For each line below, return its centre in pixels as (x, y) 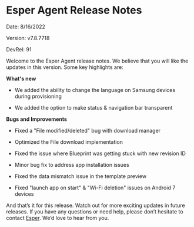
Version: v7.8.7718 (28, 38)
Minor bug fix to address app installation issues (72, 165)
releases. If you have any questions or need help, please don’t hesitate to (95, 211)
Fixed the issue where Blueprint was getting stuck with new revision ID (100, 153)
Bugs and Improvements (37, 119)
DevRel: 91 (19, 49)
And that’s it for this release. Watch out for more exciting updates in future (96, 205)
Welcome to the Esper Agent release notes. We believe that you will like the (97, 61)
